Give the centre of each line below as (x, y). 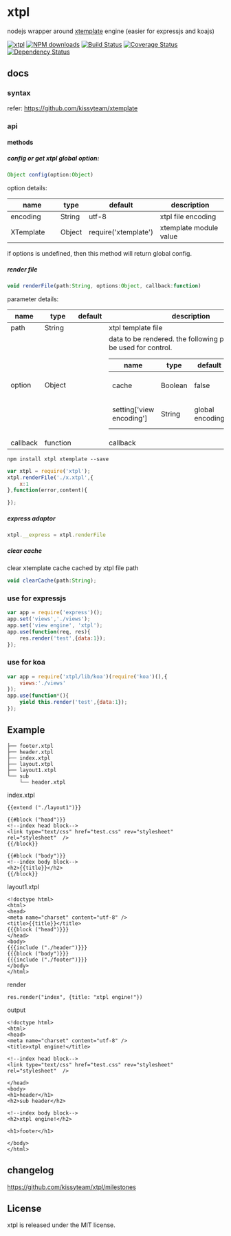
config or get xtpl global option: (53, 158)
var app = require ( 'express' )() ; (55, 613)
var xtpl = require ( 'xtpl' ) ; (49, 471)
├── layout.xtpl (30, 764)
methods (20, 143)
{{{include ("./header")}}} (47, 948)
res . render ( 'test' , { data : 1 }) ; (63, 638)
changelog (31, 1170)
